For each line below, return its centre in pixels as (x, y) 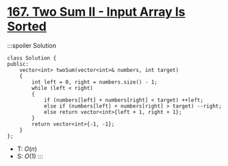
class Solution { (32, 58)
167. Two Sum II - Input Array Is (96, 12)
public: (18, 64)
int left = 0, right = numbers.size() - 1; (94, 82)
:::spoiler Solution (32, 45)
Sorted (27, 26)
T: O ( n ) (27, 149)
